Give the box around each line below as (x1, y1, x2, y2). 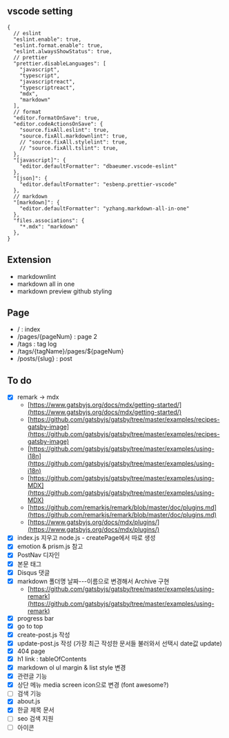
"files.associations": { (13, 217, 85, 224)
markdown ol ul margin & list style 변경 (17, 663, 126, 672)
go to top (17, 621, 43, 630)
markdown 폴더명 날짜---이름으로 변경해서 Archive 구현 (17, 576, 170, 585)
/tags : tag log (17, 340, 57, 348)
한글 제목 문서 (17, 706, 54, 714)
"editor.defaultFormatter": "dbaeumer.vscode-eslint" (19, 162, 177, 170)
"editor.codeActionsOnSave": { (13, 120, 103, 127)
